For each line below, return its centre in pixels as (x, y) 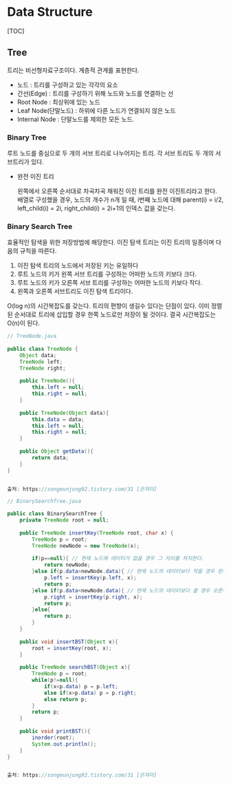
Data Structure (50, 12)
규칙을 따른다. (38, 251)
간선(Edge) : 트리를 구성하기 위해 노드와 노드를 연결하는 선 (95, 93)
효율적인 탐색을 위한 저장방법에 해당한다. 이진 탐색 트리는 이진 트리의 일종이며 (111, 242)
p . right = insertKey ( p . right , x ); (93, 597)
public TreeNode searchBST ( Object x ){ (75, 667)
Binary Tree (27, 137)
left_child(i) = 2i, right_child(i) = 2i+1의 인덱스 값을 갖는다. (96, 208)
